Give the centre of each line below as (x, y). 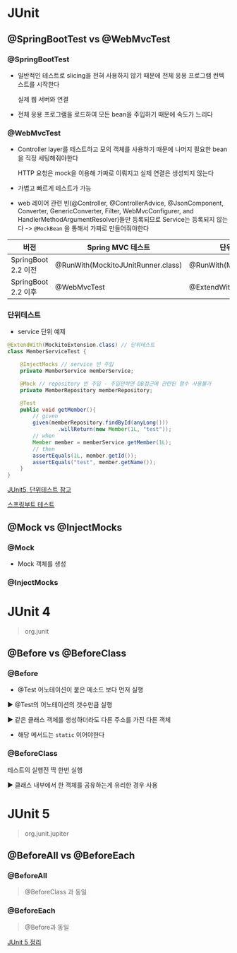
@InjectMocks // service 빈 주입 (67, 365)
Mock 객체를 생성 (42, 564)
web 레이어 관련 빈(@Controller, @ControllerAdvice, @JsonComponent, (121, 203)
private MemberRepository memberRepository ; (86, 390)
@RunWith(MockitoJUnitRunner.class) (119, 265)
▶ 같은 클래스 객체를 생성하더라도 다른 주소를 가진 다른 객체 (89, 720)
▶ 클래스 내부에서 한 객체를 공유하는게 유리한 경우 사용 (83, 785)
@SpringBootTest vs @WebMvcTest (89, 39)
